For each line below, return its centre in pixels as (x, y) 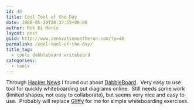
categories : (21, 60)
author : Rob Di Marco (33, 28)
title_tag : (19, 50)
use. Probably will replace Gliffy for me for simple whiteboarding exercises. (97, 101)
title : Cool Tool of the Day (42, 17)
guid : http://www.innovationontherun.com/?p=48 (65, 39)
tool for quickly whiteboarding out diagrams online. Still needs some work (96, 89)
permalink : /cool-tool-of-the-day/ (50, 44)
